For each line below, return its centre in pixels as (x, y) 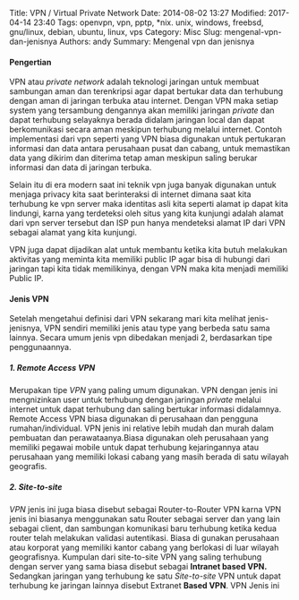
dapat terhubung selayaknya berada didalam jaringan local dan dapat (137, 120)
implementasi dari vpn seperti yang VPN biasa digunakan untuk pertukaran (148, 139)
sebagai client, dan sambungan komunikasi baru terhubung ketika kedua (143, 528)
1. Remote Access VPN (52, 368)
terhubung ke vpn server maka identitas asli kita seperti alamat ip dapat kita (149, 204)
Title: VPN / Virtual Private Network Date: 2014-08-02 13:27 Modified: (138, 13)
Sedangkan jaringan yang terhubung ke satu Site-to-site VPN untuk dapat (145, 576)
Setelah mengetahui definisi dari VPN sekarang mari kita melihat (128, 319)
